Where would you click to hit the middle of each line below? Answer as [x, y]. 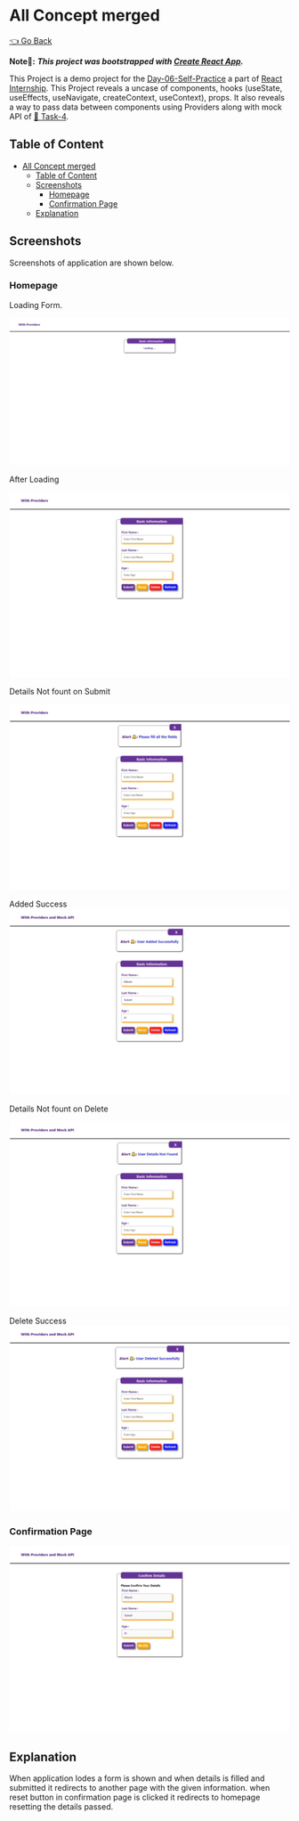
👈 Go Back [31, 40]
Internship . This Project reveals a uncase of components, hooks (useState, [146, 88]
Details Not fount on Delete [59, 1109]
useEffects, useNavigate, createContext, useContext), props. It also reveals [147, 97]
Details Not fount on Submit [60, 692]
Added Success [38, 904]
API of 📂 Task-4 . [39, 116]
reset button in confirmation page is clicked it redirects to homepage [135, 1797]
